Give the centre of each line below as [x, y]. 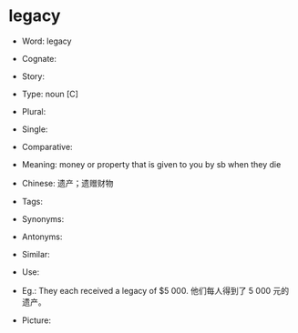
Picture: [36, 320]
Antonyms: [42, 237]
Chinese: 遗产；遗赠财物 [67, 183]
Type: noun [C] [50, 94]
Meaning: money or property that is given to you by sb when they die [151, 164]
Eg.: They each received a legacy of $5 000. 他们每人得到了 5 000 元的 [155, 290]
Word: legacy [46, 41]
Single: [35, 129]
